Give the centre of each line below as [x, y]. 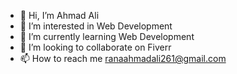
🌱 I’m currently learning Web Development [107, 36]
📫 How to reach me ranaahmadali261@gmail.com [123, 58]
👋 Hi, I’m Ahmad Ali [59, 15]
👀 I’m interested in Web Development [96, 26]
